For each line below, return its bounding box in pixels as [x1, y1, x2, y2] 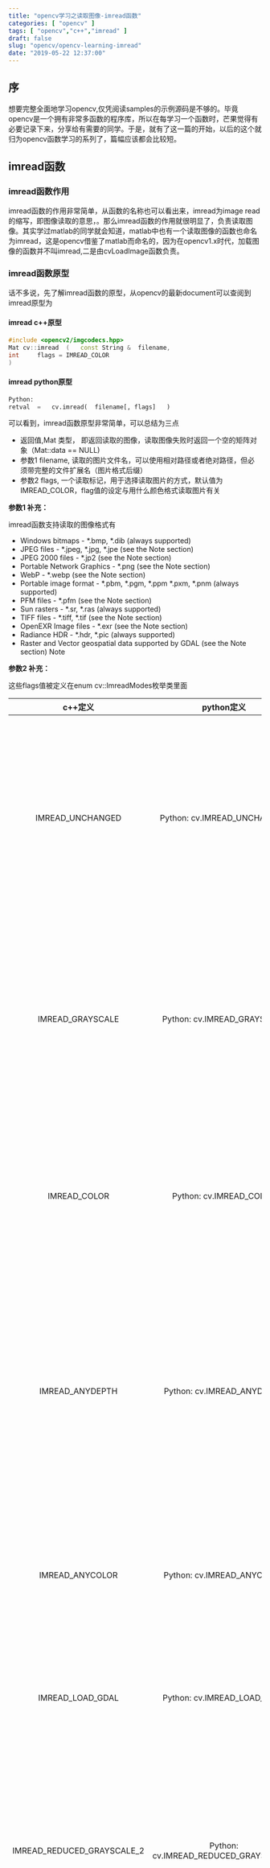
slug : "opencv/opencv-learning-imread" [8, 42, 142, 50]
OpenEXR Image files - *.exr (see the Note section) [19, 621, 189, 632]
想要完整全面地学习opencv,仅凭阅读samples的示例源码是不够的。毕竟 [8, 104, 239, 113]
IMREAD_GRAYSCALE [37, 1014, 120, 1025]
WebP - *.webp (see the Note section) [19, 570, 146, 580]
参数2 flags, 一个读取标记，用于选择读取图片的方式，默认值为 [19, 475, 223, 485]
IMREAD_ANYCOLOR [39, 1570, 118, 1581]
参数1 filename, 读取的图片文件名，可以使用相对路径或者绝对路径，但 [19, 455, 248, 465]
